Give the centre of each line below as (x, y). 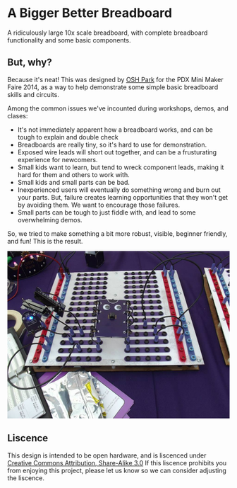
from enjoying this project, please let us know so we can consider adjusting (117, 470)
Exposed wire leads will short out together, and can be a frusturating (117, 152)
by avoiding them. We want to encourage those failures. (99, 205)
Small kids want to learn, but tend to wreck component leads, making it (121, 167)
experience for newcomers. (57, 159)
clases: (18, 115)
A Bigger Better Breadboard (90, 13)
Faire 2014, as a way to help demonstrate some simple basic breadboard (113, 87)
